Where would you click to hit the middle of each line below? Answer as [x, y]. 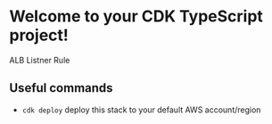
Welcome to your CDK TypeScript [136, 17]
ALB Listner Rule [40, 60]
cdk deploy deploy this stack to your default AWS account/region [141, 110]
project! [39, 35]
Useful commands [61, 88]
